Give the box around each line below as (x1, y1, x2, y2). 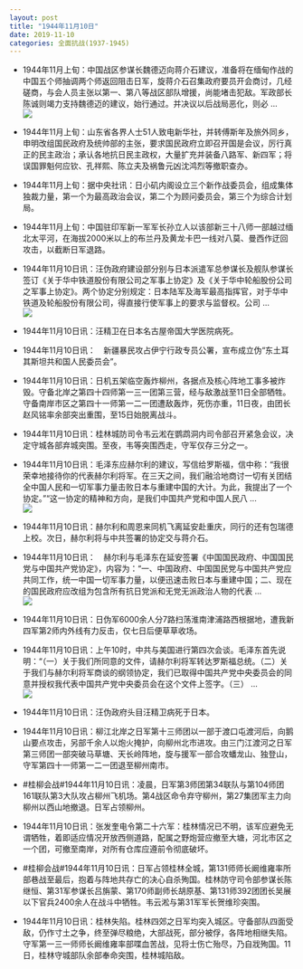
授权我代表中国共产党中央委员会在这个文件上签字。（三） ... (38, 679, 258, 689)
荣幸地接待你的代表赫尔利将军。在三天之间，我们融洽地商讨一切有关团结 (22, 470, 292, 481)
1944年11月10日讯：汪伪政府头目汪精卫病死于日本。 (22, 707, 215, 717)
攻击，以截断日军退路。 (22, 244, 110, 255)
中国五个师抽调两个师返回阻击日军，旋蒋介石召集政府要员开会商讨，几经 (22, 76, 292, 87)
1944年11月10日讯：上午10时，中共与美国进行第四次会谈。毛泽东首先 (22, 644, 279, 656)
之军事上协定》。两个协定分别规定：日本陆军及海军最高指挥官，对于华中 (22, 286, 289, 297)
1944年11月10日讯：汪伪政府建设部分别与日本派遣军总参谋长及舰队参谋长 (22, 263, 294, 274)
